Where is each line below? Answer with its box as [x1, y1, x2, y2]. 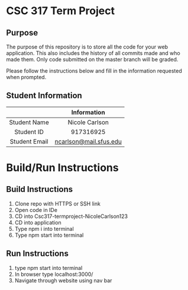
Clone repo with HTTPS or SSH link [14, 200, 101, 207]
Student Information [6, 90, 83, 101]
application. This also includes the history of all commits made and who [6, 50, 180, 57]
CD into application [14, 219, 61, 226]
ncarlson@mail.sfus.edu [54, 137, 122, 145]
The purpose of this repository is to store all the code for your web [6, 43, 168, 50]
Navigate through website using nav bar [14, 276, 112, 284]
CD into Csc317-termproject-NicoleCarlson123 [14, 213, 128, 220]
